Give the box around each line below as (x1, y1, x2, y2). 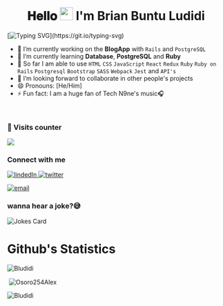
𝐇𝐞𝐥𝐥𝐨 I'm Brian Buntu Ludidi (27, 8, 205, 23)
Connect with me (7, 155, 66, 164)
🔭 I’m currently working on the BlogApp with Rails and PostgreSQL (17, 44, 206, 53)
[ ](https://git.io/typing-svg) (7, 31, 124, 39)
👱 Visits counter (7, 122, 62, 132)
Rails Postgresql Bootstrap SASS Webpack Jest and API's (17, 66, 177, 75)
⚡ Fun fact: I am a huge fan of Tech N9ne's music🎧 (17, 89, 164, 97)
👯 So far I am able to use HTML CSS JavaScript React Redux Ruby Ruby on (17, 59, 217, 68)
